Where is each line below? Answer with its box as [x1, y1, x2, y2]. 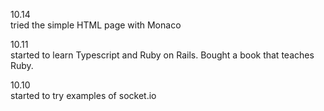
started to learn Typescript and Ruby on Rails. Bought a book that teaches [10, 49, 315, 61]
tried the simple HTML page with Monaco [10, 19, 182, 31]
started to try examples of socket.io [10, 90, 157, 101]
